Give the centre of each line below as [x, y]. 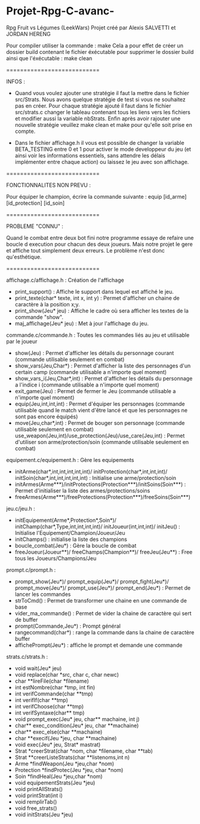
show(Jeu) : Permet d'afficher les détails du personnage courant [94, 353]
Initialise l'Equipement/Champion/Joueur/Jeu [70, 533]
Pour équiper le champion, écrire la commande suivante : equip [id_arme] [96, 196]
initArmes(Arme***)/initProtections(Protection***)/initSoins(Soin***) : [100, 484]
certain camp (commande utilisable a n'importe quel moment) [91, 372]
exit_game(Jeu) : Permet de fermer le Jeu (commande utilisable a [95, 391]
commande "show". [39, 317]
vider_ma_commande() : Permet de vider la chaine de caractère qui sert [103, 613]
